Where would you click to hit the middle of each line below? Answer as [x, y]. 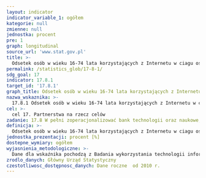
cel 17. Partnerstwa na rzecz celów [59, 114]
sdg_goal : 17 [23, 75]
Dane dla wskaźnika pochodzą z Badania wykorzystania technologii [98, 154]
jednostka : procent [31, 35]
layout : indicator [30, 12]
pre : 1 [15, 40]
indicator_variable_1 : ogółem [45, 18]
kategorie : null [27, 23]
